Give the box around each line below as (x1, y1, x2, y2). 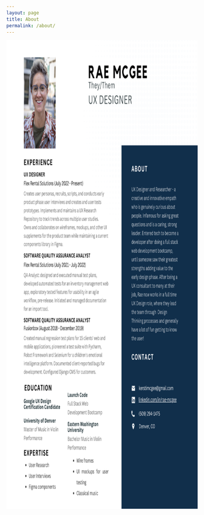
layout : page (6, 10, 39, 16)
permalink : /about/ (6, 22, 56, 29)
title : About (6, 16, 39, 22)
